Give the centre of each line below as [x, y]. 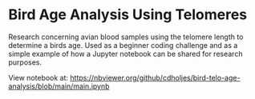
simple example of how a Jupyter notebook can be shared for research [125, 53]
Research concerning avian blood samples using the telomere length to [126, 37]
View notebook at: [38, 77]
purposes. [25, 62]
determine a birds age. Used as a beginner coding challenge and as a [123, 45]
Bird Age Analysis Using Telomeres [128, 15]
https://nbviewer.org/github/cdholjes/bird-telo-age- [155, 77]
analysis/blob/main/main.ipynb [59, 86]
